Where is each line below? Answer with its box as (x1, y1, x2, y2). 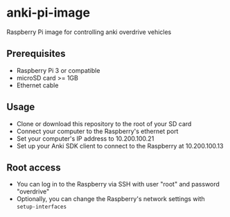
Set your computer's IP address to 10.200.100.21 (16, 134, 154, 143)
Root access (6, 162, 61, 173)
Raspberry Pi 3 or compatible (16, 66, 100, 74)
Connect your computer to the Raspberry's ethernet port (16, 127, 179, 135)
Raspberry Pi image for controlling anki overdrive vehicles (6, 28, 172, 36)
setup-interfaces (16, 203, 67, 211)
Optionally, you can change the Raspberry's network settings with (16, 195, 205, 203)
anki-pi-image (6, 5, 91, 21)
